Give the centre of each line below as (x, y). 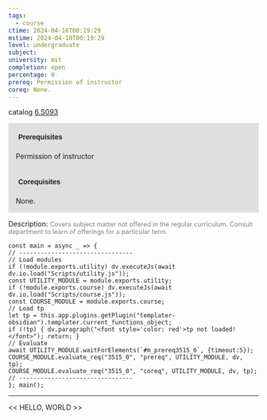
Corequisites (40, 182)
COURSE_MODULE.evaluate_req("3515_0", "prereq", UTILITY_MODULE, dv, (126, 358)
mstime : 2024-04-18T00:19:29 (56, 38)
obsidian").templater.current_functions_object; (90, 323)
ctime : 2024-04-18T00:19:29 (55, 30)
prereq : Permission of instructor (66, 82)
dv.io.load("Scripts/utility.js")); (69, 274)
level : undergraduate (44, 45)
